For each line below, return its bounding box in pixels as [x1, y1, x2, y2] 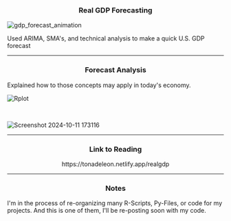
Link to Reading [89, 144, 142, 154]
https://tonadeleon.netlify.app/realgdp [61, 160, 170, 168]
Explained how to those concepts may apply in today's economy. [7, 81, 191, 89]
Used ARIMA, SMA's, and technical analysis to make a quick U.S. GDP [7, 34, 205, 43]
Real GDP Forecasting [78, 5, 153, 15]
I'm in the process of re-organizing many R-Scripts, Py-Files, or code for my [7, 199, 223, 207]
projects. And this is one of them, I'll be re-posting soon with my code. [7, 207, 206, 215]
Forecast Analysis [85, 65, 146, 75]
